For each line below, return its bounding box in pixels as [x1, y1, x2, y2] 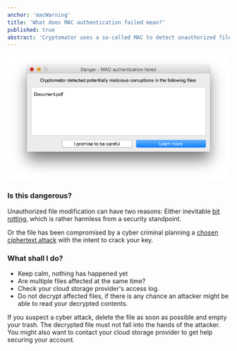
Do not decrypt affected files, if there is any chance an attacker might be [17, 292, 229, 300]
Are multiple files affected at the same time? [17, 276, 146, 285]
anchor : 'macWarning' [7, 11, 71, 18]
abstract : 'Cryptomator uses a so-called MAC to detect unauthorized [7, 34, 217, 41]
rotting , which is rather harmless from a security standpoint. [7, 214, 182, 222]
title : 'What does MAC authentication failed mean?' [7, 18, 166, 26]
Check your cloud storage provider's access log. [17, 284, 159, 292]
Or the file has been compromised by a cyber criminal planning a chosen [7, 228, 219, 237]
